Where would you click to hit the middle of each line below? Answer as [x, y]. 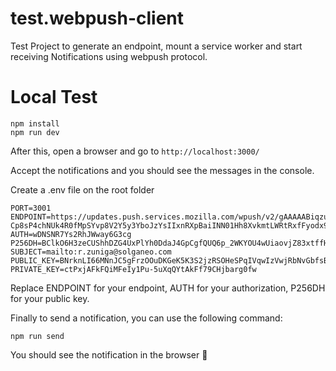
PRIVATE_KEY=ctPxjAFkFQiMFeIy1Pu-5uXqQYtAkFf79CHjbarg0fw [133, 269]
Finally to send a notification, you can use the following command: [146, 318]
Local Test [54, 97]
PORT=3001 [31, 208]
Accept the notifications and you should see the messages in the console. [162, 170]
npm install [35, 123]
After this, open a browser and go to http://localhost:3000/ [135, 151]
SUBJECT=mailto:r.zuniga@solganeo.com [91, 252]
